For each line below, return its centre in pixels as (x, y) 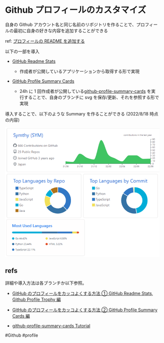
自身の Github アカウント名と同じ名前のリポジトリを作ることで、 (71, 24)
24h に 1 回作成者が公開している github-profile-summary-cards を (85, 91)
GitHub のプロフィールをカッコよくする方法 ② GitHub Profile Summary (85, 310)
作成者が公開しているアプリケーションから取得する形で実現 (79, 71)
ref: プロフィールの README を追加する (45, 41)
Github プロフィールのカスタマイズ (76, 10)
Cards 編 (21, 316)
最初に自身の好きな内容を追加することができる (61, 30)
